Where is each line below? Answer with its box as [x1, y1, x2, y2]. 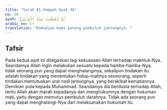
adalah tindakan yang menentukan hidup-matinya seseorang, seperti [5, 73, 147, 79]
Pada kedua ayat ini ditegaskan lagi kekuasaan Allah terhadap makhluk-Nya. [5, 57, 162, 63]
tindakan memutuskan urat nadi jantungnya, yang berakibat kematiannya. [5, 78, 156, 84]
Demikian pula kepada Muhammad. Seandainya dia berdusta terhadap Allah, [5, 83, 162, 89]
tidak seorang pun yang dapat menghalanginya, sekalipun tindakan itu [5, 67, 150, 73]
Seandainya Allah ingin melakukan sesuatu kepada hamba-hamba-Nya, [5, 62, 152, 68]
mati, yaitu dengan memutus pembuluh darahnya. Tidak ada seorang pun [5, 94, 156, 100]
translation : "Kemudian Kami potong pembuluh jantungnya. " [5, 26, 133, 31]
